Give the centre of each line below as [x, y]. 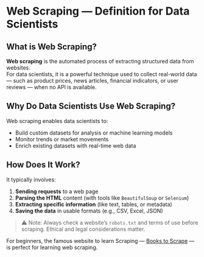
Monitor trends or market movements [62, 139]
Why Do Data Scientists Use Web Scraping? [91, 106]
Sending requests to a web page [57, 191]
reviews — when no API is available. [51, 87]
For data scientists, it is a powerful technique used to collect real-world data [102, 74]
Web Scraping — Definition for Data [98, 11]
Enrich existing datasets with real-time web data [76, 146]
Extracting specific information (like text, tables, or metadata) [93, 204]
